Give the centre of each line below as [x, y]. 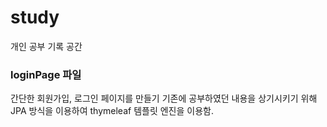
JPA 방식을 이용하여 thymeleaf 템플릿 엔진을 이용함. [112, 111]
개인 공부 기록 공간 [46, 46]
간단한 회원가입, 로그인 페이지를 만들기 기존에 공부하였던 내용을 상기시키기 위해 [164, 98]
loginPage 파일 [46, 74]
